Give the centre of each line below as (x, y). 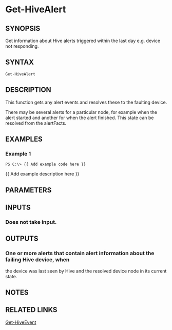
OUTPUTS (22, 239)
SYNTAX (20, 62)
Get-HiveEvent (21, 322)
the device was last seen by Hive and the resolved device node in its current (86, 271)
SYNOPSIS (23, 28)
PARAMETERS (28, 190)
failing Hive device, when (37, 260)
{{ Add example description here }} (42, 174)
